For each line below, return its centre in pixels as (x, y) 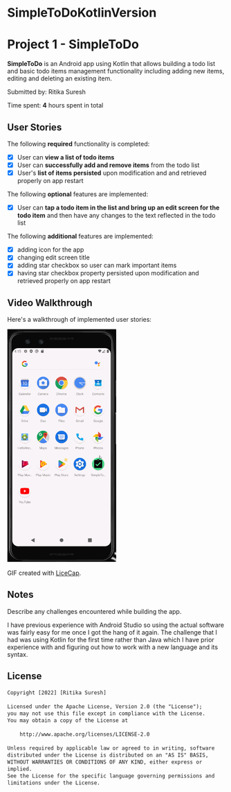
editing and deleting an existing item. (59, 78)
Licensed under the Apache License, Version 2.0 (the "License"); (105, 707)
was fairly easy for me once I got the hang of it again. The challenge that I (112, 632)
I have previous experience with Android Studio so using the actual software (116, 625)
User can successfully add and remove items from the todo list (108, 165)
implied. (20, 769)
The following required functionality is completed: (78, 144)
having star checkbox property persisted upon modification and (108, 273)
